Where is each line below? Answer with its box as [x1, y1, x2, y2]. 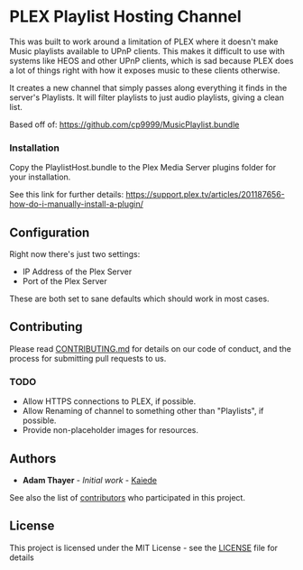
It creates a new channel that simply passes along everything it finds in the [9, 82, 288, 93]
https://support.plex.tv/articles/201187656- [125, 189, 286, 200]
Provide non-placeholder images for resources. [22, 425, 199, 436]
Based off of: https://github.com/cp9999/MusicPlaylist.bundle [9, 119, 240, 130]
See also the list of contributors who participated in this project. [9, 492, 246, 502]
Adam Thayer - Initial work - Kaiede [22, 474, 158, 485]
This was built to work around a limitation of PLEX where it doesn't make [9, 36, 279, 47]
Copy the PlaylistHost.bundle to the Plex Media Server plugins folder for [9, 162, 277, 173]
